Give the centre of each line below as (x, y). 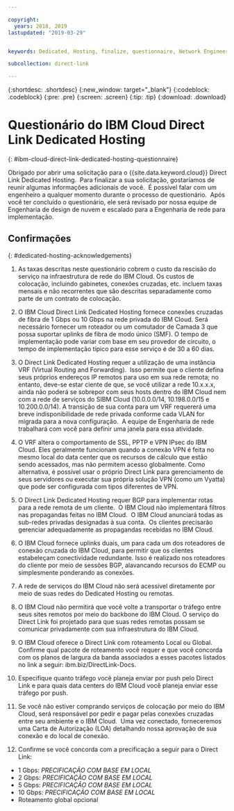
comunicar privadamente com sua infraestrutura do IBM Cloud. (108, 629)
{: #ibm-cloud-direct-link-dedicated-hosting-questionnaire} (93, 159)
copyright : (24, 19)
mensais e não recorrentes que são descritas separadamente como (115, 291)
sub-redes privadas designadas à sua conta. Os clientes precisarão (115, 522)
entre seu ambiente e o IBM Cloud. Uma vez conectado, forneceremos (119, 721)
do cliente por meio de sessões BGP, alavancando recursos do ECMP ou (122, 565)
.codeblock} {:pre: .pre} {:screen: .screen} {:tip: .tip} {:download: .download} (117, 97)
